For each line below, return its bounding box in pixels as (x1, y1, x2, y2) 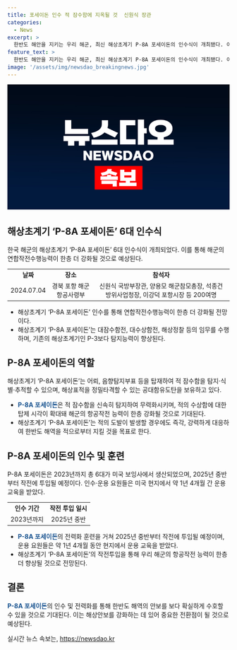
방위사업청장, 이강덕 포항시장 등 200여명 (105, 291, 217, 299)
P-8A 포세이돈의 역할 (7, 356, 95, 368)
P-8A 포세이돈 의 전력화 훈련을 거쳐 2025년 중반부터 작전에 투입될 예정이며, (17, 532, 225, 540)
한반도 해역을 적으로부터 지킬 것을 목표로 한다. (25, 427, 152, 436)
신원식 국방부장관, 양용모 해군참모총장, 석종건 (99, 282, 224, 290)
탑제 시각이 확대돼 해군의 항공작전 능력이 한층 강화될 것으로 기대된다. (17, 410, 206, 418)
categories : (7, 18, 42, 26)
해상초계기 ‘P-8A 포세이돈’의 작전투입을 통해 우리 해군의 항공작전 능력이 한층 (17, 550, 228, 558)
